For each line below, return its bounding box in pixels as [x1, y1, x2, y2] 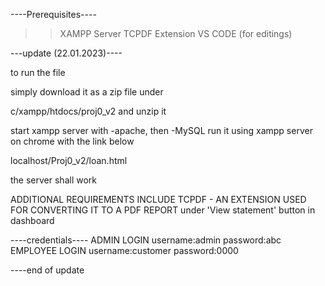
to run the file [10, 67, 66, 78]
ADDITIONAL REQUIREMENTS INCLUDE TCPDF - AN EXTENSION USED [10, 194, 307, 205]
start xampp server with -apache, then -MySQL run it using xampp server [10, 125, 313, 136]
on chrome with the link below [10, 135, 135, 147]
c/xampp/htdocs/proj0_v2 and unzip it [10, 105, 167, 117]
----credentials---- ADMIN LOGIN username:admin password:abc [10, 234, 282, 246]
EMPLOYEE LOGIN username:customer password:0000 [10, 245, 239, 256]
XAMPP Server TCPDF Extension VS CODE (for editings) [59, 28, 293, 39]
